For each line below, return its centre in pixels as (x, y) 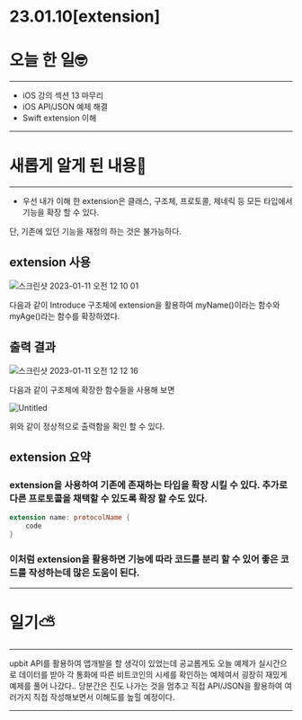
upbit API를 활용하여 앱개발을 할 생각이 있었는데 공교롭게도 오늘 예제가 (133, 663)
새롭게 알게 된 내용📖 (78, 166)
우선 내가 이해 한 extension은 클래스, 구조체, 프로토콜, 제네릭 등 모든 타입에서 (157, 201)
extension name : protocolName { (70, 518)
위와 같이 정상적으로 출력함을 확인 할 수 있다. (87, 426)
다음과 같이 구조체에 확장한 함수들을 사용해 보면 (92, 389)
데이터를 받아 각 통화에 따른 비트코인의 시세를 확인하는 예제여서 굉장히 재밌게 (153, 675)
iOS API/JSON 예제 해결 (65, 107)
